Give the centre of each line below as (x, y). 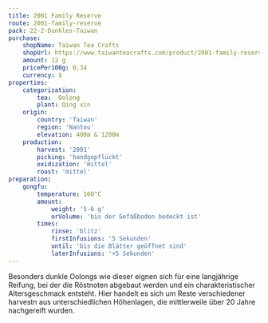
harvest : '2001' (64, 150)
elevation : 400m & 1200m (78, 134)
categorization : (50, 90)
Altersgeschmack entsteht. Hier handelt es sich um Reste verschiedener (127, 293)
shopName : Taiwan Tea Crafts (71, 46)
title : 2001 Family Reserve (55, 16)
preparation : (30, 179)
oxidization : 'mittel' (75, 165)
